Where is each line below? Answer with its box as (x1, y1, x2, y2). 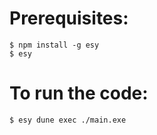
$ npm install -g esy (9, 40, 100, 50)
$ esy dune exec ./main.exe (9, 115, 127, 125)
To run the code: (9, 82, 149, 105)
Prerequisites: (9, 7, 129, 30)
